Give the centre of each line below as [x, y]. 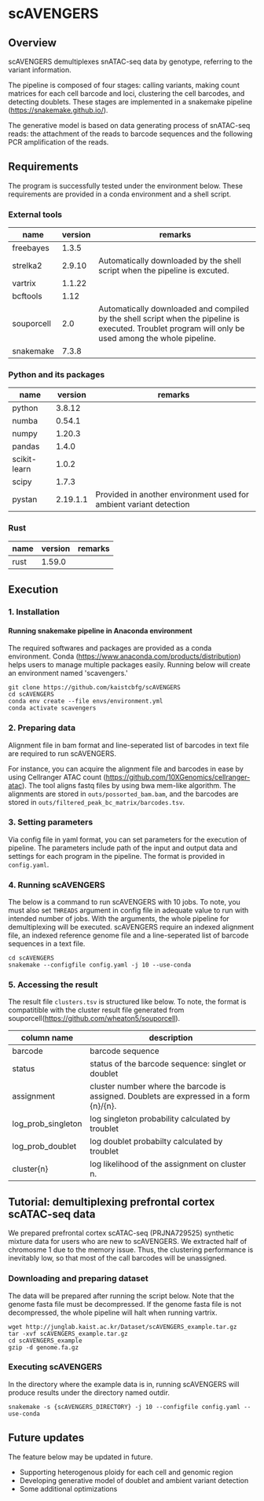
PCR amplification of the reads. [59, 142]
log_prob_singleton [47, 1124]
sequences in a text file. [47, 944]
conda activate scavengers [52, 708]
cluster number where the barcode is [158, 1087]
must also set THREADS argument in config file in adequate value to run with [128, 910]
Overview [33, 43]
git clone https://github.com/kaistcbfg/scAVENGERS [94, 688]
